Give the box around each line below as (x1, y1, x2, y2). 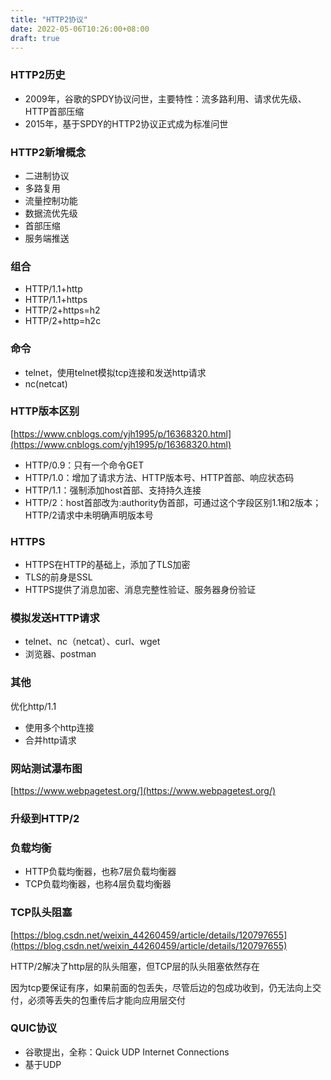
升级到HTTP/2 (10, 811, 80, 825)
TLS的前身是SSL (24, 571, 93, 583)
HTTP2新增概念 (10, 145, 87, 159)
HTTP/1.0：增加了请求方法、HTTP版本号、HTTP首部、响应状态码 (24, 471, 295, 483)
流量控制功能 (24, 194, 78, 206)
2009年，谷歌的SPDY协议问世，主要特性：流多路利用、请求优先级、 (24, 92, 307, 105)
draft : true (10, 33, 60, 43)
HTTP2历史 (10, 68, 66, 82)
